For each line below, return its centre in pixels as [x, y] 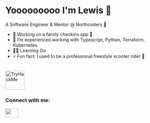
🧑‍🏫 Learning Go [29, 50]
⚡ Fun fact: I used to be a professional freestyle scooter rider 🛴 [79, 56]
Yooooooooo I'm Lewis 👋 [58, 10]
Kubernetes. [26, 45]
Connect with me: [28, 100]
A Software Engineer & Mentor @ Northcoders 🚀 [56, 24]
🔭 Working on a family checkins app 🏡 [53, 34]
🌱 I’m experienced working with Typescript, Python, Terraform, [79, 40]
